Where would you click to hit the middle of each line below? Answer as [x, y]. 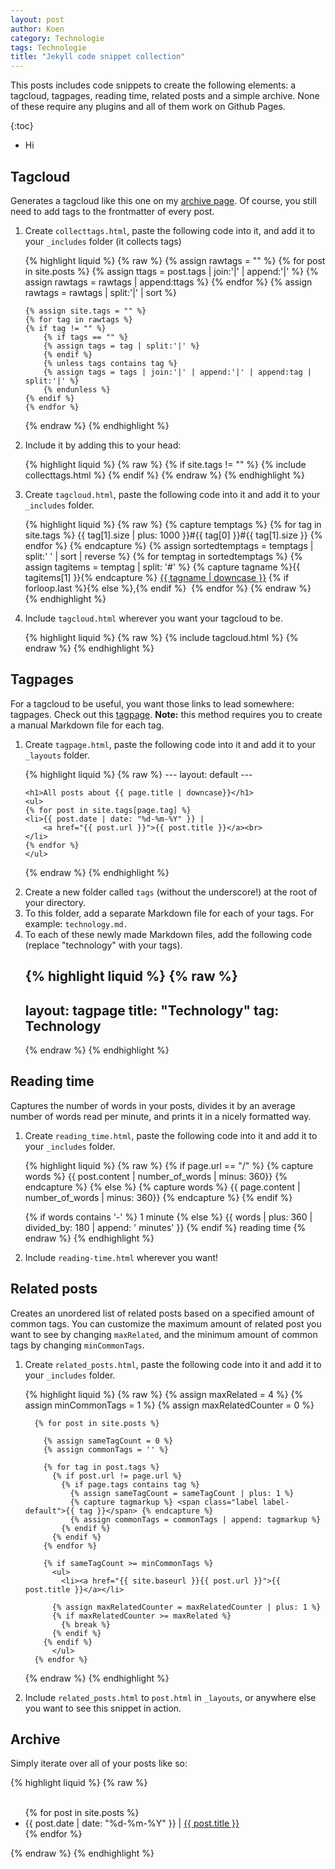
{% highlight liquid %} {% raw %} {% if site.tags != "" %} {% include [165, 464]
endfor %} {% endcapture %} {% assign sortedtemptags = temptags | [169, 545]
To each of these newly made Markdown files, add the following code [168, 934]
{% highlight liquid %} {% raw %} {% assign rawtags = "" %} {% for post [175, 260]
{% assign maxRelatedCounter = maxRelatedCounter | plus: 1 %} [186, 1607]
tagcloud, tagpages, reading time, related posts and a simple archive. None [165, 96]
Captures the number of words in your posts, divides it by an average [153, 1105]
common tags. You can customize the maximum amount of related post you [166, 1323]
